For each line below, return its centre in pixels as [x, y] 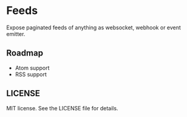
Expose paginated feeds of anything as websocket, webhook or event [93, 27]
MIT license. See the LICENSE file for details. [62, 108]
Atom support [32, 68]
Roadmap [25, 53]
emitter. [16, 34]
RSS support [31, 74]
